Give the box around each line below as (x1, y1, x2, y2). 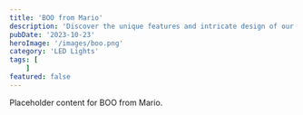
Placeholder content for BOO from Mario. (9, 97, 163, 108)
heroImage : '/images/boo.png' (9, 38, 124, 48)
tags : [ (9, 55, 39, 64)
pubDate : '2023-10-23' (9, 30, 95, 39)
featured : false (9, 72, 71, 81)
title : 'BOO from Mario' (9, 13, 103, 23)
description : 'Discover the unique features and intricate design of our (9, 22, 295, 31)
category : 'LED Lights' (9, 47, 100, 56)
